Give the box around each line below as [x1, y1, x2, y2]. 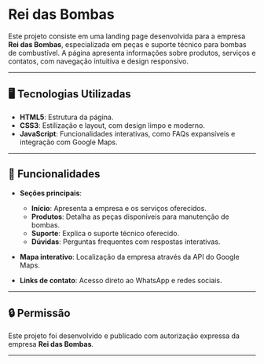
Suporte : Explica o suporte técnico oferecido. [31, 228, 180, 238]
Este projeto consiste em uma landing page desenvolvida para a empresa [8, 31, 246, 41]
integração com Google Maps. [19, 137, 118, 147]
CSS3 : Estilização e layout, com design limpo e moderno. [19, 120, 206, 130]
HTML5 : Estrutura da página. [19, 112, 114, 122]
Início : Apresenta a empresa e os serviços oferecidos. [31, 203, 207, 213]
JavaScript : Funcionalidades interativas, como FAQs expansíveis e [19, 129, 236, 138]
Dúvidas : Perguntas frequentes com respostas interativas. [31, 237, 221, 246]
